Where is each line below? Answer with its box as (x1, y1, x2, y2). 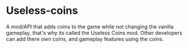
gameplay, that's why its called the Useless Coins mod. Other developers (6, 29, 183, 36)
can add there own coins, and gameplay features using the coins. (6, 35, 164, 42)
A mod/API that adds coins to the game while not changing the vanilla (6, 23, 174, 30)
